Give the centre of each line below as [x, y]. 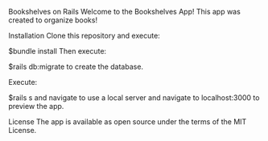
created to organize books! [53, 20]
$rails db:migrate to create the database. [76, 66]
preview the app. [36, 106]
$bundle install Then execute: [58, 51]
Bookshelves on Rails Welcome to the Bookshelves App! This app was [125, 12]
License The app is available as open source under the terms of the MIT [128, 122]
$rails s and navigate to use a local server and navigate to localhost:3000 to [134, 98]
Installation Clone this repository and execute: [85, 36]
